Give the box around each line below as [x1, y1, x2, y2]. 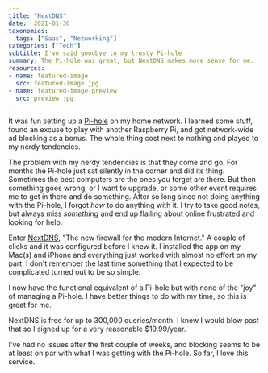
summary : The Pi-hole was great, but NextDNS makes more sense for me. [8, 57, 254, 65]
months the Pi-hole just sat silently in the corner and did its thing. [8, 166, 225, 176]
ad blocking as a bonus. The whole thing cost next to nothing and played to [8, 134, 259, 143]
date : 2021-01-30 [8, 19, 70, 27]
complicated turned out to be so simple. [8, 267, 141, 277]
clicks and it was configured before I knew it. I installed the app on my [8, 242, 241, 251]
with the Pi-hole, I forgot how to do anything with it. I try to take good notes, [8, 201, 261, 210]
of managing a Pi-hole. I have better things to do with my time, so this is [8, 292, 247, 301]
